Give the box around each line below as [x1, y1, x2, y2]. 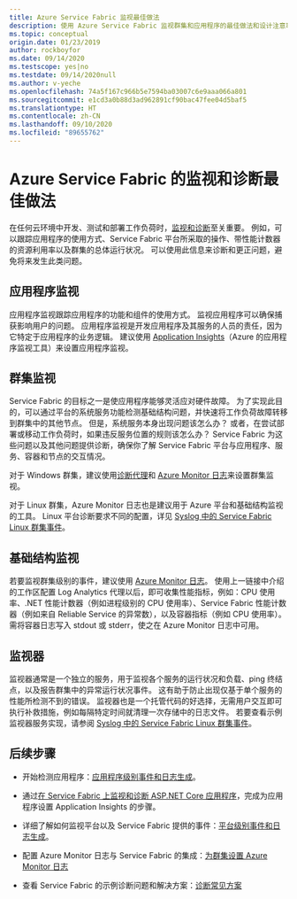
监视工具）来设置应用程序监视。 [16, 342, 133, 353]
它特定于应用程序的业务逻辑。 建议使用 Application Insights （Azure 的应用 [9, 331, 280, 342]
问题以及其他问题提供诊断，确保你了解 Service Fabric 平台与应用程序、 [16, 440, 276, 451]
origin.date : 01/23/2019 [9, 37, 101, 47]
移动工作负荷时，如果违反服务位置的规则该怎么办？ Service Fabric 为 [24, 429, 276, 439]
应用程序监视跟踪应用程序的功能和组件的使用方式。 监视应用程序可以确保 [9, 309, 275, 320]
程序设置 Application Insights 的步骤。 [21, 801, 161, 811]
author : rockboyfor [9, 46, 81, 55]
